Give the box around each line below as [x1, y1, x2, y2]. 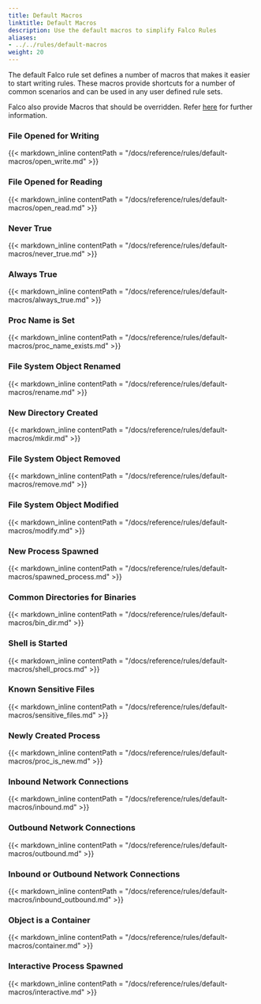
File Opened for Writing [8, 130, 100, 141]
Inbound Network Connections [8, 776, 129, 787]
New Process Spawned [8, 545, 99, 556]
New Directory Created [8, 407, 99, 418]
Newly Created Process [8, 729, 101, 741]
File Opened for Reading [8, 176, 103, 188]
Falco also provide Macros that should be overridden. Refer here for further [8, 102, 253, 112]
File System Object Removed [8, 453, 121, 464]
